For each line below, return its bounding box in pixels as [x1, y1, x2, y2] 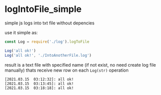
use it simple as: [4, 29, 38, 35]
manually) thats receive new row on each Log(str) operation [4, 67, 129, 73]
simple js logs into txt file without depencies [4, 20, 95, 26]
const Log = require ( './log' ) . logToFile [4, 39, 90, 44]
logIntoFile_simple [4, 3, 82, 15]
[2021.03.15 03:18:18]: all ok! [4, 86, 74, 91]
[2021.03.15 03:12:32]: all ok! [4, 77, 74, 82]
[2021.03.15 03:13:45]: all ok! [4, 81, 74, 86]
